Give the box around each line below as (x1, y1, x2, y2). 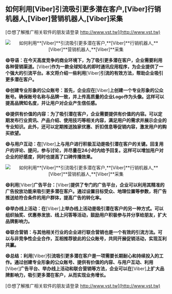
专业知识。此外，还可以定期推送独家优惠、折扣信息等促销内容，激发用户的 (5, 123, 162, 129)
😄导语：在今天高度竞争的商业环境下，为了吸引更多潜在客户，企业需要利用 (5, 57, 163, 63)
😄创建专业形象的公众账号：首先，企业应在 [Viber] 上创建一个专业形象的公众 (5, 87, 164, 93)
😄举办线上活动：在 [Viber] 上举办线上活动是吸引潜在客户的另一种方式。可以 (5, 205, 164, 211)
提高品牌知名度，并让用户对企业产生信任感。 (5, 100, 100, 106)
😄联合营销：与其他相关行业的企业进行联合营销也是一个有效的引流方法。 (5, 229, 158, 235)
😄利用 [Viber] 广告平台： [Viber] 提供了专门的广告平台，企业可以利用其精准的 (5, 182, 165, 188)
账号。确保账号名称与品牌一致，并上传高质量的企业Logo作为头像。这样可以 (5, 94, 164, 100)
